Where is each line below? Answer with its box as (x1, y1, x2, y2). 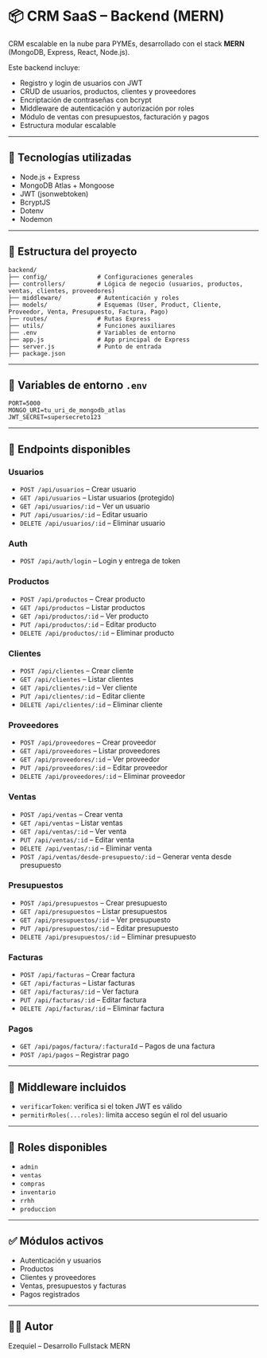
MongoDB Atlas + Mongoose (19, 181, 115, 190)
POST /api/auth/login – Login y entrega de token (19, 556, 181, 566)
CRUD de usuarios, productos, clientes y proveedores (19, 86, 196, 96)
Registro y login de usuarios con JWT (19, 78, 143, 88)
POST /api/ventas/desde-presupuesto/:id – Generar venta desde (19, 851, 232, 861)
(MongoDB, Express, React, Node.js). (8, 47, 130, 56)
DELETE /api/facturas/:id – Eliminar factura (19, 1004, 164, 1014)
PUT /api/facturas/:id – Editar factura (19, 995, 147, 1005)
